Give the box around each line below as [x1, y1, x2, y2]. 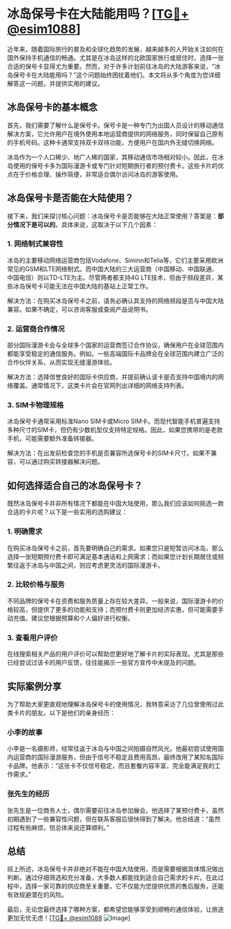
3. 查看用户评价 [7, 632, 58, 642]
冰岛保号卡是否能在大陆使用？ [7, 192, 134, 204]
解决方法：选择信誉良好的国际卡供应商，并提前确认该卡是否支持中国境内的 [7, 373, 218, 381]
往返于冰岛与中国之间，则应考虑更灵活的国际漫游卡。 [12, 561, 164, 569]
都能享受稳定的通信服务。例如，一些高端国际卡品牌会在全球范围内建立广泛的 [7, 350, 224, 358]
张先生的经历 [7, 789, 50, 799]
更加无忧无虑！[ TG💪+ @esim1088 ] [7, 914, 131, 922]
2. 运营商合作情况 [7, 324, 65, 334]
